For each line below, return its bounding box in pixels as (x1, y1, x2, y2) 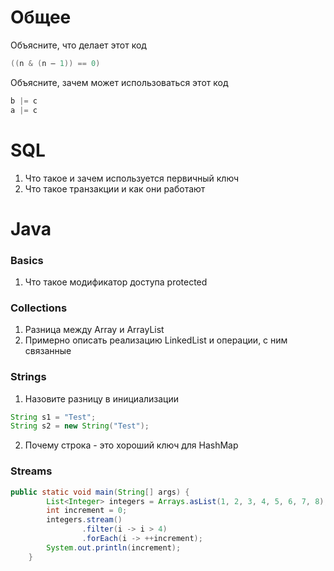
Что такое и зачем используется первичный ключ (24, 172, 240, 184)
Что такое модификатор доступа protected (24, 276, 208, 288)
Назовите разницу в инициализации (24, 392, 180, 405)
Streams (10, 464, 53, 478)
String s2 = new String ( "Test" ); (10, 421, 150, 431)
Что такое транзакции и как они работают (24, 182, 206, 195)
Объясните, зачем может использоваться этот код (10, 76, 229, 88)
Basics (10, 253, 44, 267)
